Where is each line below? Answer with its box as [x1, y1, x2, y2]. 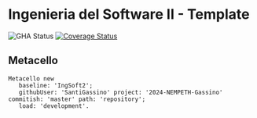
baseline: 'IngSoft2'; [18, 81, 93, 89]
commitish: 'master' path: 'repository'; [8, 95, 146, 103]
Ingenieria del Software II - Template [8, 5, 250, 23]
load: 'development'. [18, 102, 90, 110]
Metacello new [8, 74, 55, 83]
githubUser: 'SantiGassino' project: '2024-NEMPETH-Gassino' [18, 88, 223, 96]
